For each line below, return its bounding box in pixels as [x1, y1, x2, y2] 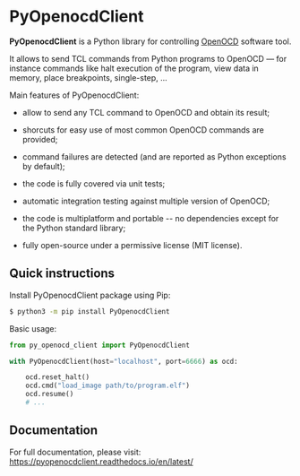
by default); [21, 160, 65, 171]
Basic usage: [9, 323, 57, 333]
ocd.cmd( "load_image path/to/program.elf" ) [25, 381, 191, 391]
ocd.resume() [25, 390, 74, 399]
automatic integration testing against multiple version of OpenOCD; [21, 195, 270, 206]
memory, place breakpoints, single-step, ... [9, 72, 167, 82]
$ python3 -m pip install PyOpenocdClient [9, 307, 170, 316]
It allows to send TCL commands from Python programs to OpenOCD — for [9, 53, 287, 64]
